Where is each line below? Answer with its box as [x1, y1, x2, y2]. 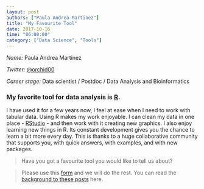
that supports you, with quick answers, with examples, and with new [6, 139, 178, 146]
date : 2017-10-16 [6, 26, 51, 32]
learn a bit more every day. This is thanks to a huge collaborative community [6, 132, 198, 140]
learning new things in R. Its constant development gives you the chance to [6, 126, 195, 134]
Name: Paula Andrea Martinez [6, 54, 82, 61]
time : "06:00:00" [6, 32, 51, 38]
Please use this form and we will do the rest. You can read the [21, 169, 177, 177]
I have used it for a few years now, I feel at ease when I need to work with [6, 107, 191, 114]
